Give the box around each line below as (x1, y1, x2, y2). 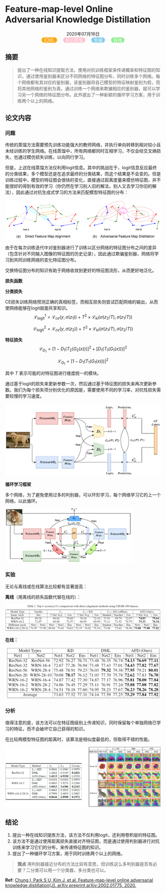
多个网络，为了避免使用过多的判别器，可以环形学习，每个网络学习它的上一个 (5, 491, 161, 497)
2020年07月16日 (66, 31, 100, 37)
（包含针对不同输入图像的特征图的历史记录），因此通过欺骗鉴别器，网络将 (5, 251, 155, 257)
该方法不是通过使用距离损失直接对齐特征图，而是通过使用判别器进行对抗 (12, 838, 160, 844)
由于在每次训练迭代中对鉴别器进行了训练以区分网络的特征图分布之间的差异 (5, 244, 157, 250)
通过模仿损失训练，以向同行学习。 (18, 154, 87, 160)
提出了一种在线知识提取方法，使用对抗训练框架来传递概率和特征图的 (17, 67, 156, 73)
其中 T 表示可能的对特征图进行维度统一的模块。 (5, 370, 101, 376)
